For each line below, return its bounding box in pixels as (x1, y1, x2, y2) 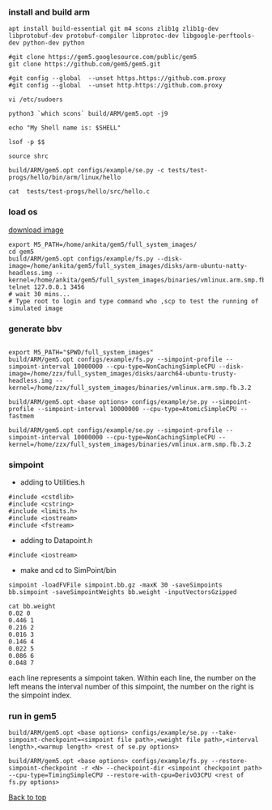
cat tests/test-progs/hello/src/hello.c (8, 188, 151, 196)
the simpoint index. (8, 690, 72, 700)
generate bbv (8, 323, 62, 334)
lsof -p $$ (8, 138, 45, 146)
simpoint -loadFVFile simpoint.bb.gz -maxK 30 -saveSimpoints (8, 581, 223, 589)
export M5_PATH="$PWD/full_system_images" (8, 348, 154, 356)
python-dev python (23, 39, 85, 47)
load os (8, 206, 38, 218)
